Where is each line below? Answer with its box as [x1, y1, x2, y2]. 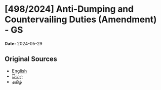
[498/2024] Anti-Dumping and [4, 3, 134, 15]
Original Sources [4, 55, 57, 63]
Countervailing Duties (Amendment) [4, 14, 157, 25]
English [11, 68, 27, 74]
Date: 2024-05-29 [4, 40, 42, 46]
